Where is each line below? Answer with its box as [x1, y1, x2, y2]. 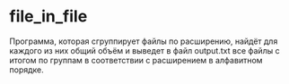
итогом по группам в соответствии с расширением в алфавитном [9, 55, 263, 65]
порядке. [9, 64, 45, 75]
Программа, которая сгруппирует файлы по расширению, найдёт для [9, 36, 278, 46]
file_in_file [9, 6, 88, 27]
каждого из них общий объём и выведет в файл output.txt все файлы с [9, 45, 280, 55]
